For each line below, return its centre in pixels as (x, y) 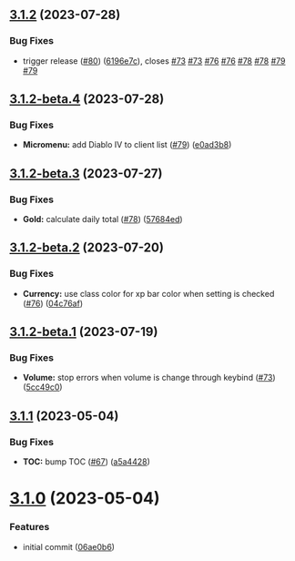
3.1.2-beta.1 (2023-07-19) (84, 332)
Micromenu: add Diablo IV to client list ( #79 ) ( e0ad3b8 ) (127, 145)
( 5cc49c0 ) (42, 387)
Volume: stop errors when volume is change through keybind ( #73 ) (149, 378)
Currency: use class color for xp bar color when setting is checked (148, 293)
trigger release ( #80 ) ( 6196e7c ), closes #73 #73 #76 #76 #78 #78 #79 (154, 61)
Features (30, 527)
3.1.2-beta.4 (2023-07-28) (87, 99)
